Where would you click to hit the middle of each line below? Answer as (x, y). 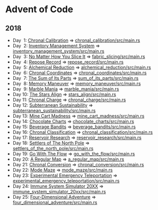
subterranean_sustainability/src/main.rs (54, 111)
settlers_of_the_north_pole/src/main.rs (53, 148)
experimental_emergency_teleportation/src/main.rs (66, 181)
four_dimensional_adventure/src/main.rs (55, 202)
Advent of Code (39, 9)
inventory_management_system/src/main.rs (58, 51)
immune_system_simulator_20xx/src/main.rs (59, 191)
